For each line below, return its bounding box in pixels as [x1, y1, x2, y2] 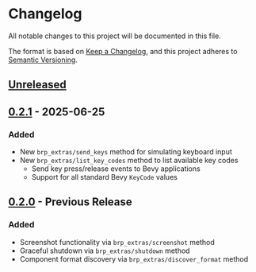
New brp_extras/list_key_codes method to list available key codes [19, 156, 239, 165]
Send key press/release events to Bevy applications [31, 164, 201, 173]
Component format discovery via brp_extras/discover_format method [19, 254, 249, 263]
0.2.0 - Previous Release [8, 196, 132, 209]
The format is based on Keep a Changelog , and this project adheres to [8, 46, 238, 56]
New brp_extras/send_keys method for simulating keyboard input [19, 147, 232, 157]
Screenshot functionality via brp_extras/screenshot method [19, 237, 216, 247]
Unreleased [8, 78, 67, 91]
